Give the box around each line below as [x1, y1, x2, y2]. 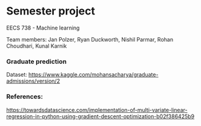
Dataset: [6, 71, 27, 78]
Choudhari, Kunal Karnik [6, 42, 67, 49]
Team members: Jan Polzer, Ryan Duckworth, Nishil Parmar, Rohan [6, 36, 174, 43]
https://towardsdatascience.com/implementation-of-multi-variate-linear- [6, 106, 188, 113]
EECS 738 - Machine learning [6, 24, 80, 31]
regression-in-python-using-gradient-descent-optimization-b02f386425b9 [6, 113, 195, 120]
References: [6, 92, 44, 101]
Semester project [6, 4, 96, 18]
